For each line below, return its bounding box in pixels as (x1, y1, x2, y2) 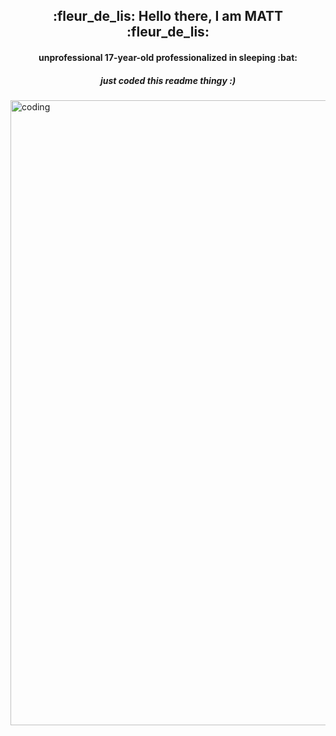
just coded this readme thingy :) (99, 74, 237, 86)
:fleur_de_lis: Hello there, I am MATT (52, 8, 284, 25)
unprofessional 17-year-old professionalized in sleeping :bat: (38, 51, 298, 63)
